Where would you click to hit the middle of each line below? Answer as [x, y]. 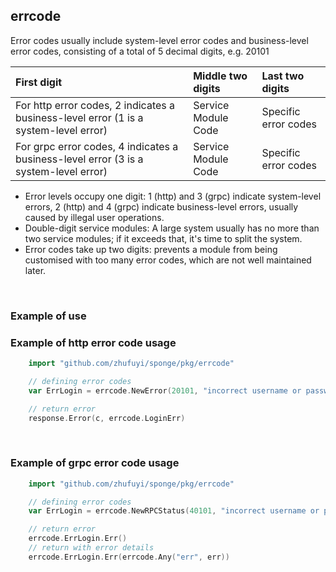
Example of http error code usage [93, 342]
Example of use [48, 316]
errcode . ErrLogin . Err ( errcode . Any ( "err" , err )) [129, 557]
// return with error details [91, 548]
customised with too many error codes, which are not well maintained [168, 260]
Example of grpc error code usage [95, 463]
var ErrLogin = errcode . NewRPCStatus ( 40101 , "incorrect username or [174, 511]
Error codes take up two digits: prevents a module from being [151, 249]
